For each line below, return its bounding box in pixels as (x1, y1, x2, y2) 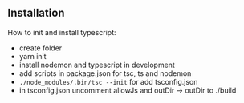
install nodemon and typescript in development (18, 60, 176, 69)
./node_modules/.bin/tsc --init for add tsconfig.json (18, 77, 198, 86)
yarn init (18, 51, 47, 61)
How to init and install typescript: (7, 27, 117, 37)
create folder (18, 43, 63, 53)
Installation (7, 6, 65, 20)
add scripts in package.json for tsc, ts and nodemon (18, 68, 192, 78)
